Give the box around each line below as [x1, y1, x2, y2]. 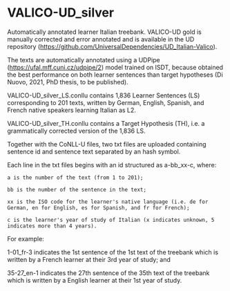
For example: [7, 234, 45, 243]
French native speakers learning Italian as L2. [7, 106, 137, 114]
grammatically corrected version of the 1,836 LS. [7, 126, 146, 135]
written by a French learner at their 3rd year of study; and [7, 255, 171, 263]
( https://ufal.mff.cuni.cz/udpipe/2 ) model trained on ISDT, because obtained [7, 63, 223, 71]
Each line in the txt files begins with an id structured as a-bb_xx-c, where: [7, 160, 217, 169]
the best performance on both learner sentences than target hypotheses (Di [7, 71, 223, 79]
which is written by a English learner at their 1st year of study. [7, 276, 182, 284]
